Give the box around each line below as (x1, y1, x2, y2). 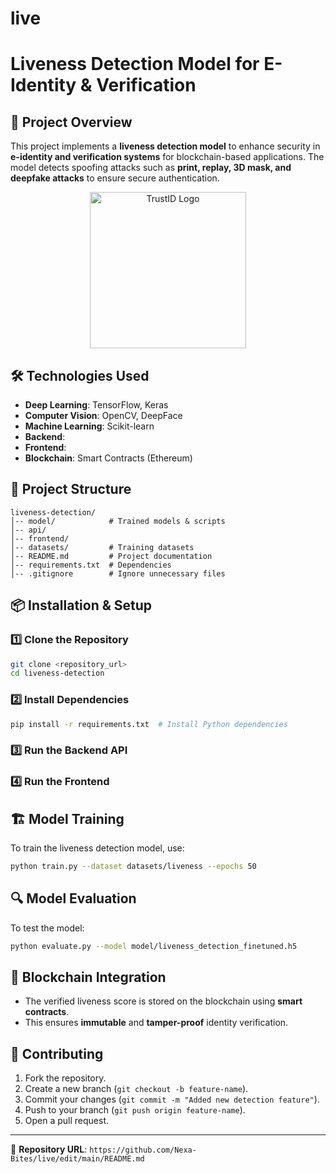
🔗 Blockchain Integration (10, 969, 167, 986)
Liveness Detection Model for (10, 53, 260, 76)
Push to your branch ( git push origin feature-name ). (24, 1104, 246, 1116)
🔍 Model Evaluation (10, 890, 137, 907)
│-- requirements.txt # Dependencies (10, 560, 172, 570)
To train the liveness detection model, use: (10, 842, 185, 854)
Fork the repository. (24, 1072, 107, 1084)
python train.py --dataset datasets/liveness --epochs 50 (10, 862, 257, 872)
